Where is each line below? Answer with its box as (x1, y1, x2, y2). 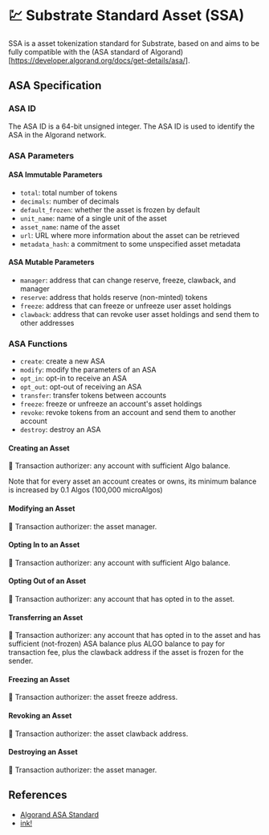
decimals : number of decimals (19, 196, 120, 206)
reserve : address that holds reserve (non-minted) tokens (19, 292, 208, 302)
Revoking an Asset (8, 711, 72, 721)
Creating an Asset (8, 443, 70, 453)
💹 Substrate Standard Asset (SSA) (8, 6, 245, 25)
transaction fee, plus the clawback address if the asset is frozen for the (8, 648, 244, 657)
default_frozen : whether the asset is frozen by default (19, 204, 201, 214)
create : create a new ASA (19, 356, 106, 366)
